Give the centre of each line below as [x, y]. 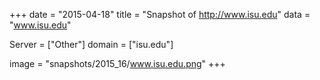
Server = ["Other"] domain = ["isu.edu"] [91, 44]
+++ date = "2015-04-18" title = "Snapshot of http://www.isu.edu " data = [160, 14]
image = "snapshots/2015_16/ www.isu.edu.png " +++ [117, 63]
